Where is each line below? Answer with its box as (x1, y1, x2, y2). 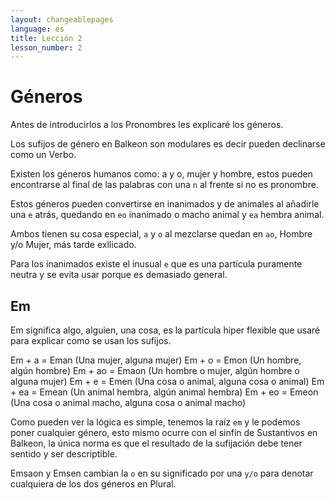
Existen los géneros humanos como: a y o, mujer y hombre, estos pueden (10, 168, 313, 180)
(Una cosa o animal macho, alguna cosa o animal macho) (10, 397, 247, 408)
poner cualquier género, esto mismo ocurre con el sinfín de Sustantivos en (10, 427, 318, 438)
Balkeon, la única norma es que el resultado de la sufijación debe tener (10, 437, 303, 449)
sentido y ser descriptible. (10, 448, 118, 460)
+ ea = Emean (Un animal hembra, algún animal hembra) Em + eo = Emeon (10, 386, 319, 398)
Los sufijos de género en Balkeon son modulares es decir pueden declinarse (10, 138, 326, 150)
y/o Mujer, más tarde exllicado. (10, 239, 137, 251)
